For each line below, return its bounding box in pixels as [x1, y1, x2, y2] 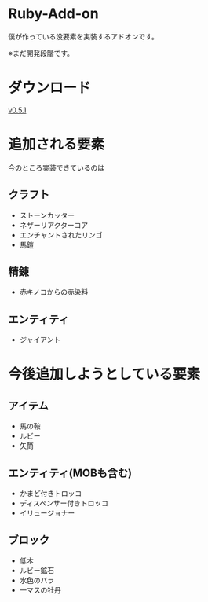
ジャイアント [19, 335, 61, 344]
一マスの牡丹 [19, 585, 61, 594]
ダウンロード [8, 79, 92, 97]
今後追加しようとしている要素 [8, 365, 201, 384]
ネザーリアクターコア [19, 220, 89, 229]
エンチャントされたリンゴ [19, 229, 103, 240]
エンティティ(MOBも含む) [8, 466, 132, 479]
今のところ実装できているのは [8, 163, 104, 172]
